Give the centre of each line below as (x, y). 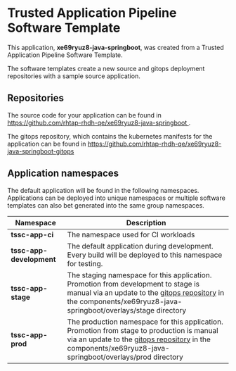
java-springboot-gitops (41, 151)
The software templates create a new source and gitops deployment (106, 68)
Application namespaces (63, 174)
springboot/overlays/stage (111, 310)
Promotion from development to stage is (133, 284)
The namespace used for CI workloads (131, 234)
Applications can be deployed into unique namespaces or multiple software (117, 198)
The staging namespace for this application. (139, 275)
